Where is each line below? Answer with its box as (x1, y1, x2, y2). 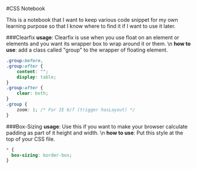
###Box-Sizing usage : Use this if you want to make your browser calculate (6, 123, 188, 130)
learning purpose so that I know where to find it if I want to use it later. (6, 23, 176, 29)
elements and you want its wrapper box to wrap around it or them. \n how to (6, 40, 191, 47)
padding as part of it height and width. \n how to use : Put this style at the (6, 129, 183, 136)
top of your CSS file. (6, 135, 55, 143)
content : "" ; (16, 69, 49, 75)
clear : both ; (16, 90, 49, 96)
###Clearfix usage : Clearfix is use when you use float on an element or (6, 34, 179, 40)
